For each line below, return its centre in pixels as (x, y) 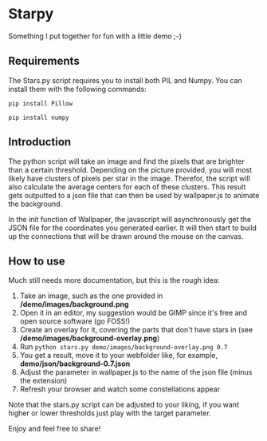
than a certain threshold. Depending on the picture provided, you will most (130, 169)
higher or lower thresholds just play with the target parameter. (110, 413)
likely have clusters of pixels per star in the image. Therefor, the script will (130, 178)
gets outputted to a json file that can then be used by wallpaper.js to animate (134, 195)
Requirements (44, 61)
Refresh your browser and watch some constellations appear (120, 389)
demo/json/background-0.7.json (75, 364)
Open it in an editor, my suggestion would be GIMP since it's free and (133, 313)
